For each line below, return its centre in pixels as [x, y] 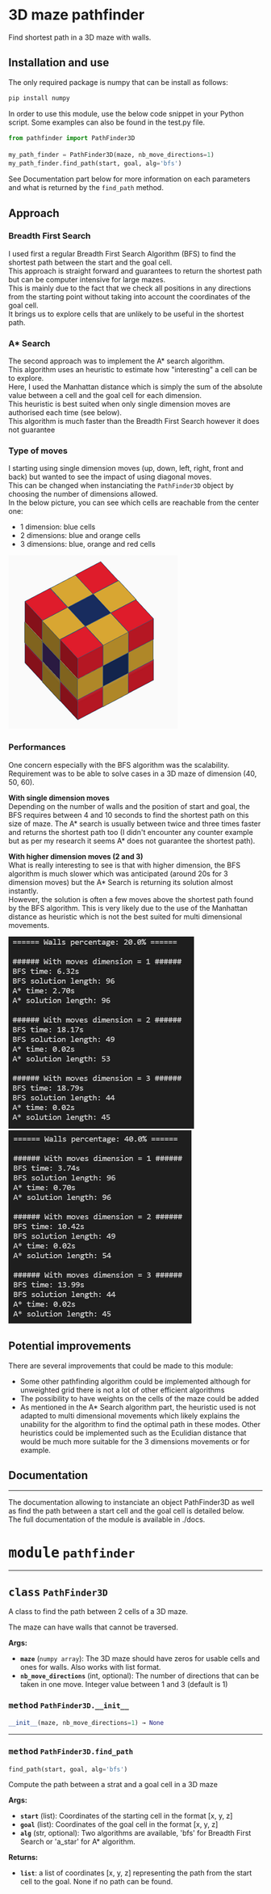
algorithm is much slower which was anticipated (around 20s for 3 [118, 873]
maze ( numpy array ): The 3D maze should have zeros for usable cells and [140, 1659]
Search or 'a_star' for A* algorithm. [77, 1841]
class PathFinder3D [58, 1592]
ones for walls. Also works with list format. [90, 1667]
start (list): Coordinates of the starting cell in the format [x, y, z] [126, 1816]
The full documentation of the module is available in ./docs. [107, 1519]
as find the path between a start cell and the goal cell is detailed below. [126, 1511]
